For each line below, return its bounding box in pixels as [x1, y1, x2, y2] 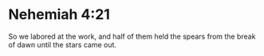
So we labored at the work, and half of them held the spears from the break [8, 32, 256, 41]
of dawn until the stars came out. [8, 39, 117, 49]
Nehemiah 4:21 [8, 6, 110, 24]
